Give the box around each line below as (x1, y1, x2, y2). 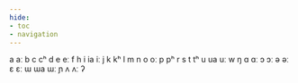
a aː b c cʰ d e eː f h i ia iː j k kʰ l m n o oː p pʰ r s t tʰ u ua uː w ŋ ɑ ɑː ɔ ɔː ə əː (9, 54, 290, 65)
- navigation (9, 29, 59, 38)
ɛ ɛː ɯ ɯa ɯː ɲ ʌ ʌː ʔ (9, 63, 86, 74)
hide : (9, 12, 30, 22)
